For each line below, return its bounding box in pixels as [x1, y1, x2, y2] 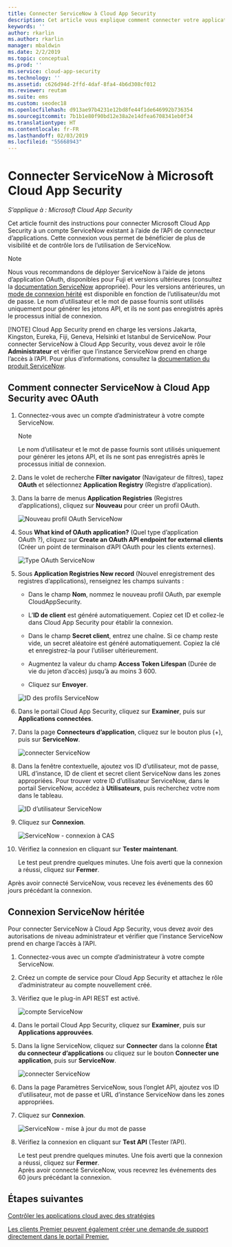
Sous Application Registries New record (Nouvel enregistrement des [17, 569, 215, 577]
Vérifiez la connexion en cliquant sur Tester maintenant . [17, 844, 178, 853]
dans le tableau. [17, 791, 64, 800]
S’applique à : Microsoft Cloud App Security [8, 206, 133, 214]
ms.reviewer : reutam [8, 87, 67, 94]
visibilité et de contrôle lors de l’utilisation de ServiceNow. [8, 241, 171, 249]
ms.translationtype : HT [8, 119, 76, 126]
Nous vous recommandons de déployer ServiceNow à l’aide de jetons [8, 268, 206, 276]
